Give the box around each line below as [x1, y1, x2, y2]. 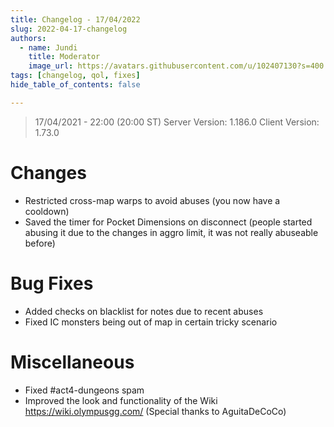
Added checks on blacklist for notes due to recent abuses [24, 305, 264, 317]
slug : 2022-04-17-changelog [10, 24, 128, 34]
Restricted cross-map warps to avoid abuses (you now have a [24, 194, 281, 206]
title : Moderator [28, 52, 101, 62]
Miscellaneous [10, 351, 135, 373]
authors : [10, 33, 47, 43]
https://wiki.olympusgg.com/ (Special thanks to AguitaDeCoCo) [24, 405, 287, 417]
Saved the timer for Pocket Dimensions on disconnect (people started [24, 216, 313, 228]
